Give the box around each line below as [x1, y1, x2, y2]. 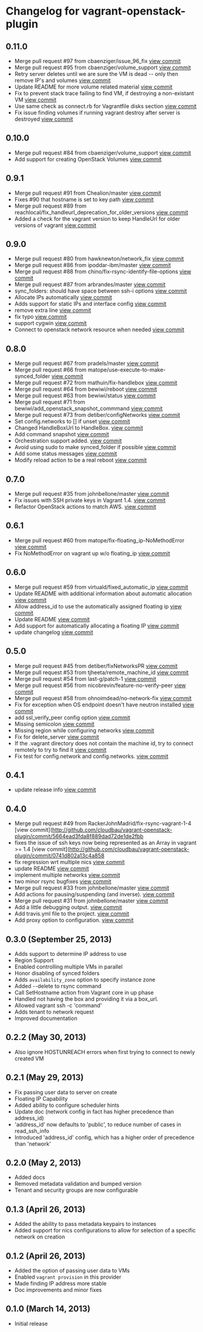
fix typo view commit [14, 313, 67, 320]
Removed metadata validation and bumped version [14, 1180, 142, 1188]
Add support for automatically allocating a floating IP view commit [14, 622, 179, 629]
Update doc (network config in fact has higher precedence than [14, 1107, 174, 1115]
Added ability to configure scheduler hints [14, 1101, 119, 1109]
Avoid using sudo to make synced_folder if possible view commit [14, 444, 176, 451]
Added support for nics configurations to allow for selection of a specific [14, 1227, 196, 1234]
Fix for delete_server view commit [14, 733, 99, 740]
